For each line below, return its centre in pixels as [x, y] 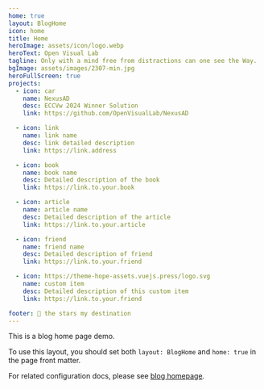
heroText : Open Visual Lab [54, 53]
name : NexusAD [46, 98]
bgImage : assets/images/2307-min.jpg [72, 69]
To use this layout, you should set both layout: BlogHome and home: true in [132, 352]
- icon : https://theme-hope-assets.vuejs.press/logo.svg [113, 276]
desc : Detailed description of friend [88, 254]
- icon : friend [41, 239]
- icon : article [43, 203]
